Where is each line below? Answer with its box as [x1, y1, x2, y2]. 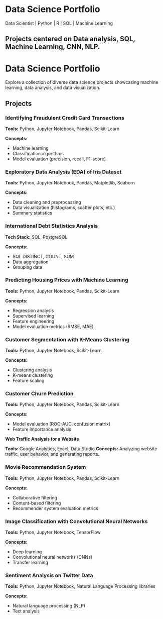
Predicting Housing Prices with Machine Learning [5, 276, 129, 283]
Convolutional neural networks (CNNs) [12, 554, 93, 560]
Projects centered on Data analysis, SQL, [5, 35, 135, 43]
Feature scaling [12, 378, 45, 384]
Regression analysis [12, 307, 54, 314]
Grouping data [12, 264, 43, 270]
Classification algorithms [12, 150, 64, 156]
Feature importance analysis [12, 426, 72, 433]
